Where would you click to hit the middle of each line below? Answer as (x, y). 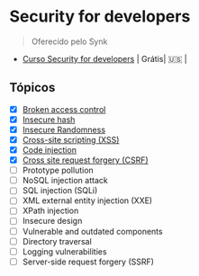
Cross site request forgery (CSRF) (85, 160)
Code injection (49, 150)
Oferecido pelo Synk (69, 41)
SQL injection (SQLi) (60, 191)
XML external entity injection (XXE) (87, 200)
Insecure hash (49, 120)
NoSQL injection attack (65, 181)
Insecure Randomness (64, 129)
